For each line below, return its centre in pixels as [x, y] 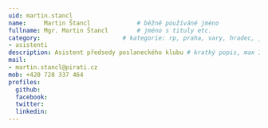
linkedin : [32, 112]
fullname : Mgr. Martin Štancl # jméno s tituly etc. [110, 30]
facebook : [32, 97]
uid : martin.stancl [41, 16]
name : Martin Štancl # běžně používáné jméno [114, 23]
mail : [17, 60]
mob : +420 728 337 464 [46, 75]
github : [28, 89]
